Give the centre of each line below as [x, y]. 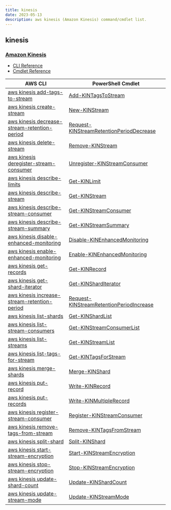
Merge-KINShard [89, 372]
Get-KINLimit [84, 181]
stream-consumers [31, 331]
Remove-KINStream [93, 146]
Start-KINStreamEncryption [102, 453]
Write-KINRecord [90, 386]
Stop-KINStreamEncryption [102, 468]
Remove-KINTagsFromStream [105, 430]
